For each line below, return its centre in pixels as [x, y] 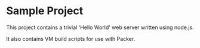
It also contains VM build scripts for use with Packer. [71, 39]
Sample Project [45, 11]
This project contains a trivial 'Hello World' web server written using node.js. [100, 27]
